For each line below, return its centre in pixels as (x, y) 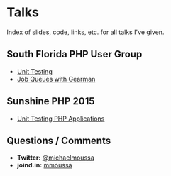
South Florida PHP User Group (75, 54)
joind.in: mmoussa (44, 165)
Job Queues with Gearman (56, 79)
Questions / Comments (59, 140)
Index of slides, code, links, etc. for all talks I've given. (85, 32)
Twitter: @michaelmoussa (56, 158)
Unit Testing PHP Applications (61, 119)
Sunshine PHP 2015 (51, 101)
